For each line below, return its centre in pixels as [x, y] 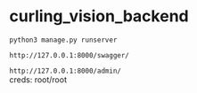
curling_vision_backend [99, 16]
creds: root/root [38, 79]
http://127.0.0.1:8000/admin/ [66, 71]
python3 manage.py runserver [63, 40]
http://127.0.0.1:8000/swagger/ [69, 55]
